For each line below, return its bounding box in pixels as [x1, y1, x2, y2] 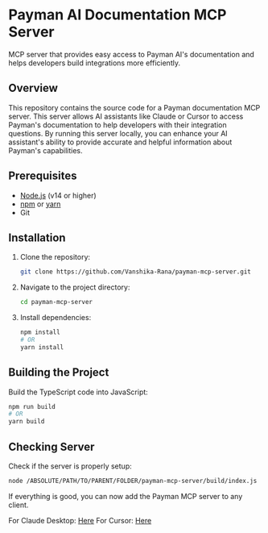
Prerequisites [8, 169, 77, 183]
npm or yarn [19, 199, 61, 209]
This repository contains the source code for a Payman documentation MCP [8, 102, 261, 112]
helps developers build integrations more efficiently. [8, 58, 181, 68]
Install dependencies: [19, 313, 92, 323]
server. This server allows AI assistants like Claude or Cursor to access [8, 111, 244, 121]
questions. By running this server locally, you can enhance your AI [8, 128, 228, 138]
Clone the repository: [19, 252, 91, 262]
